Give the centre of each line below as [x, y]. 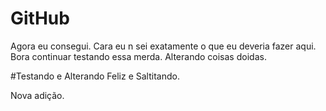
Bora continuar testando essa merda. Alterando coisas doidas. [138, 56]
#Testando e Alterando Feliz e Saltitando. [95, 76]
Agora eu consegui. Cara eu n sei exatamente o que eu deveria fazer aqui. [163, 46]
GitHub [40, 18]
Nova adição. [37, 95]
